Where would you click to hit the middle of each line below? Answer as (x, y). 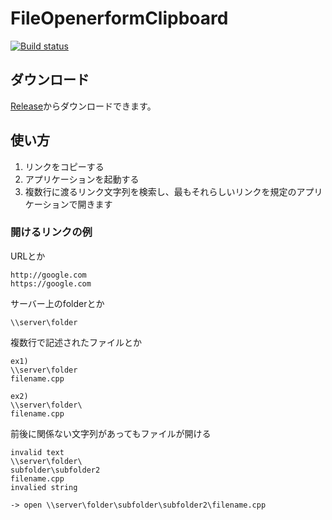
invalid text (37, 452)
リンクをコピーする (64, 166)
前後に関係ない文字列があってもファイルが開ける (111, 433)
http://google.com (48, 275)
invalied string (44, 487)
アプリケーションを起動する (82, 179)
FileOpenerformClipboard (119, 18)
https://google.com (51, 283)
